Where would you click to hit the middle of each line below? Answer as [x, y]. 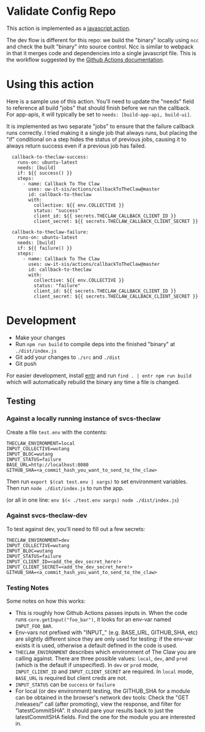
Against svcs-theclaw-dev [47, 516]
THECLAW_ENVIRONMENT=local [41, 443]
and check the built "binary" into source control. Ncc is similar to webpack [100, 47]
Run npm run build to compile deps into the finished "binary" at [95, 344]
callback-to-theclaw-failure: [50, 232]
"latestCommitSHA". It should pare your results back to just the [94, 711]
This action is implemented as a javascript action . [69, 28]
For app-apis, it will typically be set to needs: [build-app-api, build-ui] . [99, 114]
